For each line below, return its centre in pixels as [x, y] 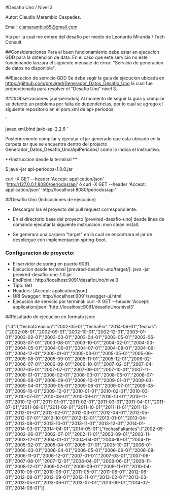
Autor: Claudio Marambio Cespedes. [43, 17]
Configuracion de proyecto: [40, 253]
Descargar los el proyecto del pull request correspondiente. [75, 209]
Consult [13, 42]
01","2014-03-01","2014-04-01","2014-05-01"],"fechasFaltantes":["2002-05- [85, 429]
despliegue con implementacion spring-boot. [60, 240]
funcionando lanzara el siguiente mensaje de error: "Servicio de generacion [84, 63]
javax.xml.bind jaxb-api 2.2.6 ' [37, 129]
